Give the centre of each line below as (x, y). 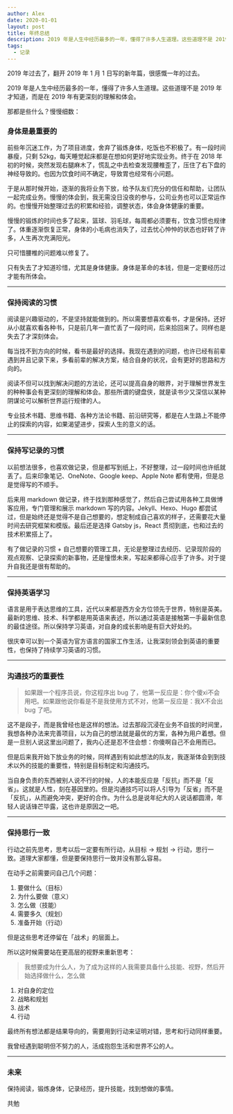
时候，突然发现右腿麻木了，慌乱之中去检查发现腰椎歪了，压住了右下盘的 (122, 165)
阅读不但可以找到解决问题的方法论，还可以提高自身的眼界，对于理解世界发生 (116, 383)
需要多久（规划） (42, 914)
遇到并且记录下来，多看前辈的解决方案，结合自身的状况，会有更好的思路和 (113, 360)
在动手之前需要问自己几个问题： (53, 873)
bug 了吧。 (40, 710)
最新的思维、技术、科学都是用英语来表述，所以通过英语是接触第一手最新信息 (116, 618)
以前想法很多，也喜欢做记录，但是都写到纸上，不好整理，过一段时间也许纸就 (116, 467)
